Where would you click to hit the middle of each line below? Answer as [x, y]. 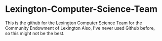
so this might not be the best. [35, 33]
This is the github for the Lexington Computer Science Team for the [74, 23]
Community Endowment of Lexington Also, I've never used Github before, [80, 28]
